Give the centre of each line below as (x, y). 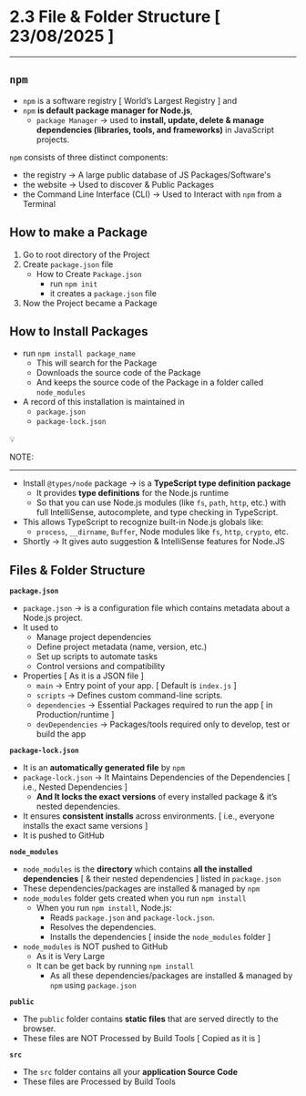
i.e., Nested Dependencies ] (75, 787)
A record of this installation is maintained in (103, 402)
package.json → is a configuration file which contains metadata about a (156, 608)
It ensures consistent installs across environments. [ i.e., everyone (148, 816)
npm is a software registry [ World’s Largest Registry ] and (130, 100)
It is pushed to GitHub (63, 835)
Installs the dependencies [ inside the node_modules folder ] (160, 937)
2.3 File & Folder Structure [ (115, 17)
